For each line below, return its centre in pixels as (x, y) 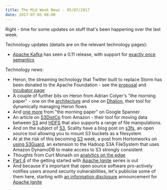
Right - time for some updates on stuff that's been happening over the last (83, 29)
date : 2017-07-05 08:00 (31, 15)
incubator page (29, 90)
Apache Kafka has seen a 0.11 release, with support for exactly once (84, 54)
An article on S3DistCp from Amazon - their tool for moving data (80, 117)
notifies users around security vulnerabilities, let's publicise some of (84, 171)
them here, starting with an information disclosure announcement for (85, 176)
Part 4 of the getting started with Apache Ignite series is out (75, 160)
